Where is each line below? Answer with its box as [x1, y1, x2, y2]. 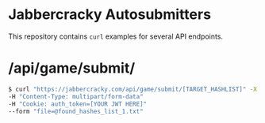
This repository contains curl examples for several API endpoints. [8, 32, 224, 41]
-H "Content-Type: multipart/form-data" [8, 92, 144, 100]
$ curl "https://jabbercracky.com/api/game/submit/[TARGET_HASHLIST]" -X [8, 85, 258, 93]
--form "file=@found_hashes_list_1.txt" [8, 107, 144, 115]
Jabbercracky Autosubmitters [8, 6, 212, 24]
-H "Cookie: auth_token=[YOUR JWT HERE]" [8, 100, 148, 108]
